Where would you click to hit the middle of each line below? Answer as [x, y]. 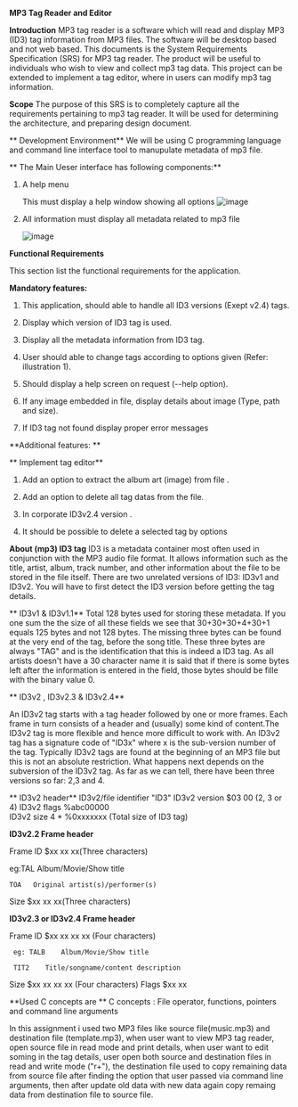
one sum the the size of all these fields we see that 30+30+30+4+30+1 [140, 623]
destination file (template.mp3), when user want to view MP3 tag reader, [142, 1038]
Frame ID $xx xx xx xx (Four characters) [83, 936]
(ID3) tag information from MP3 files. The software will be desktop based [143, 40]
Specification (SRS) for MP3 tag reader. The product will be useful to [135, 58]
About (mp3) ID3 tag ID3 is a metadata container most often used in [134, 549]
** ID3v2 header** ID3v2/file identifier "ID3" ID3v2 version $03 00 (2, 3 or [146, 798]
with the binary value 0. [52, 680]
